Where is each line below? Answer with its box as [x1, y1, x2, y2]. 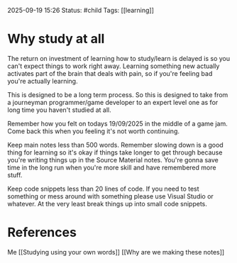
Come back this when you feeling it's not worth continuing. [7, 127, 180, 135]
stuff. [7, 170, 23, 179]
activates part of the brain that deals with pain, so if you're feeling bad [7, 69, 213, 77]
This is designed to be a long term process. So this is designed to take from [7, 90, 228, 99]
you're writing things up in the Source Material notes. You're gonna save [7, 155, 219, 164]
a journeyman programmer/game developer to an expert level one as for [7, 98, 219, 106]
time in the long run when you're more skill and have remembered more [7, 163, 216, 172]
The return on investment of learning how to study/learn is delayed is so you [7, 54, 231, 62]
